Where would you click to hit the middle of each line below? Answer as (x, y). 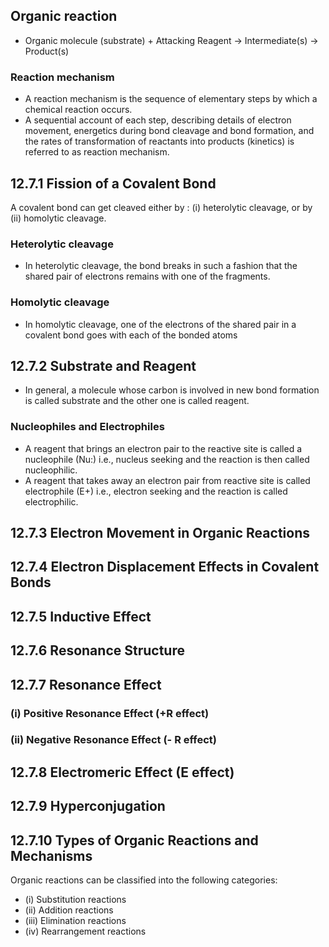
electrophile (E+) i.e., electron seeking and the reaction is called (156, 491)
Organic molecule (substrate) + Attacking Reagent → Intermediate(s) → (171, 40)
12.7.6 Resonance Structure (97, 650)
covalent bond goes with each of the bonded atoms (131, 335)
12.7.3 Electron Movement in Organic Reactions (160, 533)
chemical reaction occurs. (78, 110)
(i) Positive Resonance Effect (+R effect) (110, 713)
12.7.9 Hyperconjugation (88, 806)
